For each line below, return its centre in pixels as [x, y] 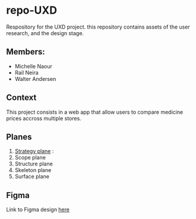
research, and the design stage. [45, 33]
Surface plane [32, 177]
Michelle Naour [33, 66]
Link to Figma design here [38, 209]
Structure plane [34, 164]
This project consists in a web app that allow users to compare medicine [95, 112]
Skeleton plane [33, 170]
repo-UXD [32, 10]
